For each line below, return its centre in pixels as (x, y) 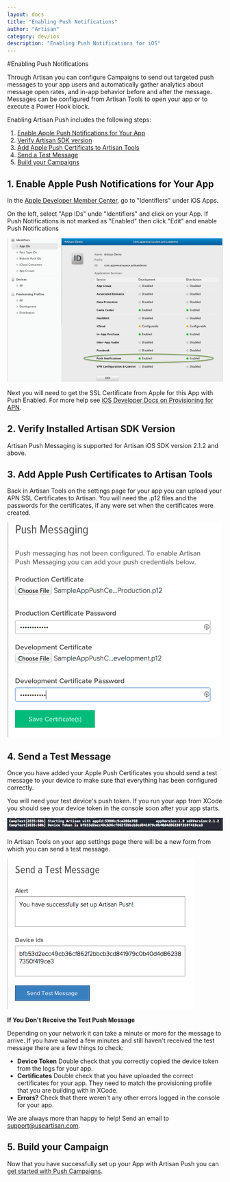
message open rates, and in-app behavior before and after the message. (110, 92)
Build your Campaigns (48, 162)
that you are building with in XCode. (67, 1090)
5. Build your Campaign (58, 1147)
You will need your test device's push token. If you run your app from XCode (115, 801)
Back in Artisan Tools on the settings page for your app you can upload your (115, 491)
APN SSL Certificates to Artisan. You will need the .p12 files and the (102, 498)
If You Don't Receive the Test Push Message (71, 1020)
